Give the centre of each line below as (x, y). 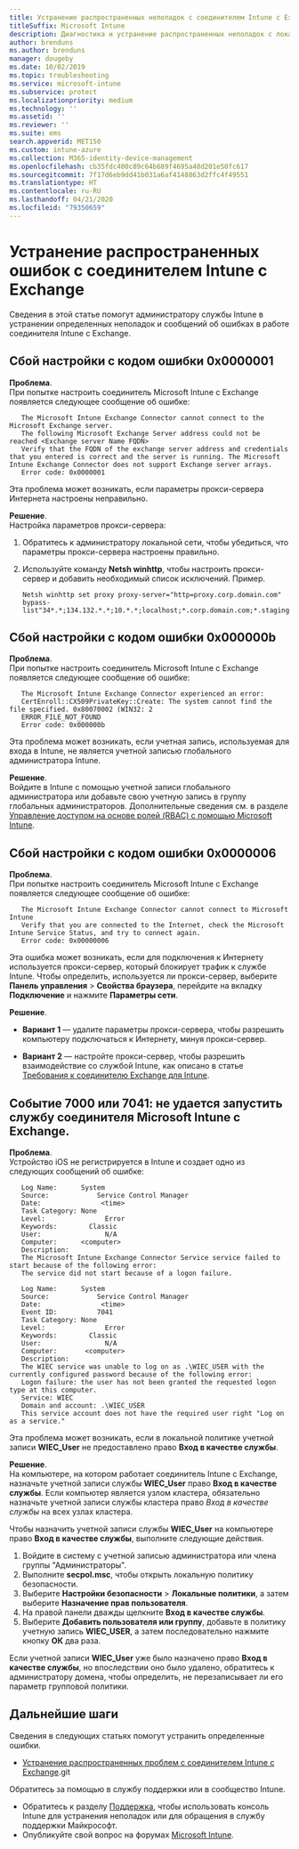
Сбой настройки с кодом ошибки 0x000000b (143, 637)
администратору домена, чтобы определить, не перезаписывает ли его (146, 1676)
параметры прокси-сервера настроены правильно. (121, 552)
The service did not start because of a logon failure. (127, 1273)
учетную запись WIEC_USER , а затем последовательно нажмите (145, 1631)
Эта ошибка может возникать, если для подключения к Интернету (137, 957)
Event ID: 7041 (67, 1312)
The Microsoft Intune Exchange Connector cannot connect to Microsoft (155, 910)
